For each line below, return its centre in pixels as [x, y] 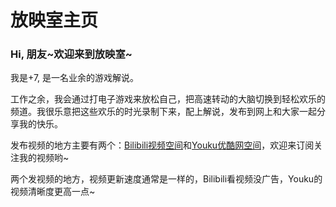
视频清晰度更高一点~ [53, 192]
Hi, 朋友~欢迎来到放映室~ [71, 54]
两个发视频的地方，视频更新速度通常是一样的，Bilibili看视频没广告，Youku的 [166, 179]
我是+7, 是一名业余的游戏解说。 [75, 78]
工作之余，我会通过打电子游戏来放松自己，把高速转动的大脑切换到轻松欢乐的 [168, 99]
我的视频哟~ [44, 158]
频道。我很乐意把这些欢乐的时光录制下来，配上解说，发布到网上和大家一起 [163, 112]
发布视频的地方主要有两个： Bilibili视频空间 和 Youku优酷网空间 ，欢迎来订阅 [162, 145]
